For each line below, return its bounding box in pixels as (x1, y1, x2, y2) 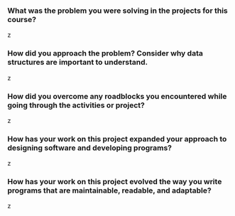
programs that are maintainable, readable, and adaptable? (7, 185, 212, 195)
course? (7, 14, 37, 24)
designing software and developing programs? (7, 143, 173, 153)
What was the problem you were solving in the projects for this (7, 6, 229, 16)
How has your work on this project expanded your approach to (7, 134, 227, 144)
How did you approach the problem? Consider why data (7, 48, 204, 58)
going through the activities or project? (7, 100, 146, 110)
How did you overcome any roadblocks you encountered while (7, 91, 227, 101)
